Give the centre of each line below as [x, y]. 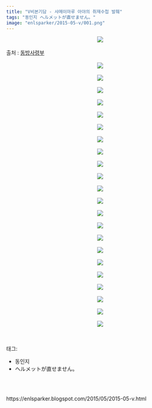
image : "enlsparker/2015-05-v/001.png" [56, 23]
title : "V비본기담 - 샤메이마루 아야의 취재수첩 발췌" [64, 12]
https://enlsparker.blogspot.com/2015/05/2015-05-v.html [77, 399]
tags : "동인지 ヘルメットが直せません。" [51, 17]
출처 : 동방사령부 [25, 53]
